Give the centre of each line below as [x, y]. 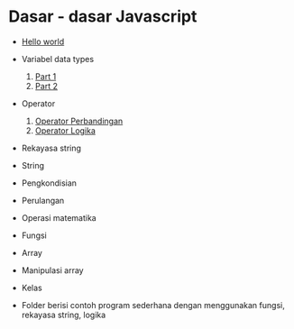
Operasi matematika [59, 217]
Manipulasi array [52, 270]
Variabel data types [58, 59]
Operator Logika [65, 130]
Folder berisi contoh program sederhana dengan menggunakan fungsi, [153, 305]
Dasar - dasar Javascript [103, 17]
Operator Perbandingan [79, 121]
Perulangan [43, 200]
